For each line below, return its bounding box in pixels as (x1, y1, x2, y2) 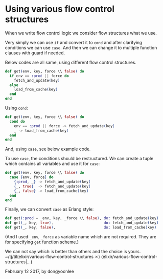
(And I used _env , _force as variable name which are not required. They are (5, 234, 157, 240)
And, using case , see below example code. (5, 146, 91, 152)
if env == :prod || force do (9, 73, 69, 78)
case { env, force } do (9, 175, 54, 180)
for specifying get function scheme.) (5, 239, 79, 245)
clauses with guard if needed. (5, 50, 65, 56)
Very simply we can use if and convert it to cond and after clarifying (5, 39, 142, 45)
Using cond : (5, 105, 28, 111)
